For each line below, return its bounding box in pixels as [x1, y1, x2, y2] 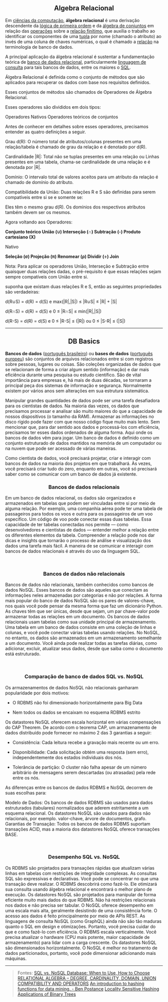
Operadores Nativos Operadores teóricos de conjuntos [5, 114, 118, 120]
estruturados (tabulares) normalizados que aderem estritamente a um [5, 805, 149, 811]
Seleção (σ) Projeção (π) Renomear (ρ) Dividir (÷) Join [5, 253, 119, 260]
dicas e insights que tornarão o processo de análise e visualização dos [5, 537, 151, 543]
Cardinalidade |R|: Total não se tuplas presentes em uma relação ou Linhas [5, 153, 159, 159]
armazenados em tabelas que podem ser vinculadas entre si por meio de [5, 500, 156, 506]
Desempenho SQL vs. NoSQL [48, 854, 120, 861]
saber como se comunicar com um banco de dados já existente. [5, 471, 137, 477]
